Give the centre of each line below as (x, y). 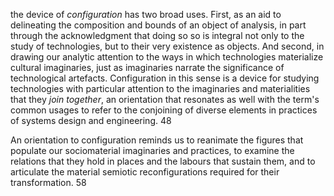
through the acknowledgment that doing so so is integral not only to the (157, 35)
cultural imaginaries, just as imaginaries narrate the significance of (147, 67)
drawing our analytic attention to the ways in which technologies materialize (167, 57)
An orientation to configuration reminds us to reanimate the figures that (157, 140)
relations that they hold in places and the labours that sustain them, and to (163, 161)
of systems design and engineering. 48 (91, 120)
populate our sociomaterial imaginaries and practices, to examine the (152, 150)
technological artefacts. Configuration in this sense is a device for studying (165, 78)
